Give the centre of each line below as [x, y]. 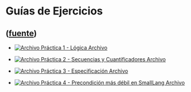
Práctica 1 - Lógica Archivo [74, 48]
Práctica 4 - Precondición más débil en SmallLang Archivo [113, 83]
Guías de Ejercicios [54, 11]
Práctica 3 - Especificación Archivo [85, 71]
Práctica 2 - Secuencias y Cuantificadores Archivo [104, 59]
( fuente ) [21, 33]
